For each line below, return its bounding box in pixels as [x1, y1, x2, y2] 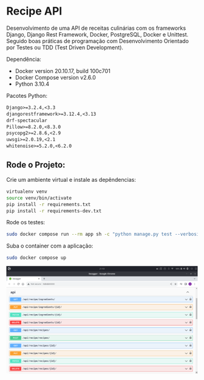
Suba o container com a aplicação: [6, 242, 93, 250]
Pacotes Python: [6, 92, 47, 99]
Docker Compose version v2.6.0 [15, 74, 96, 81]
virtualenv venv [6, 188, 47, 195]
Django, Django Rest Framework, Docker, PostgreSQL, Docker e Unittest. [6, 30, 189, 38]
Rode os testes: [6, 219, 46, 226]
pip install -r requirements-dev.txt [6, 208, 102, 214]
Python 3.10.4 [15, 80, 50, 88]
